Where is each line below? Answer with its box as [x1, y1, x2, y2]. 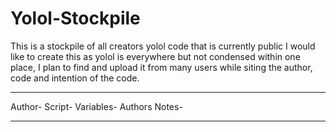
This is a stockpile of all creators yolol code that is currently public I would [10, 40, 316, 52]
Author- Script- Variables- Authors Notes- [10, 100, 183, 112]
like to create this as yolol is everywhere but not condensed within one [10, 50, 301, 62]
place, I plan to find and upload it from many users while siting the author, [10, 61, 313, 73]
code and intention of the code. [10, 72, 140, 84]
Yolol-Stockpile [10, 7, 141, 30]
